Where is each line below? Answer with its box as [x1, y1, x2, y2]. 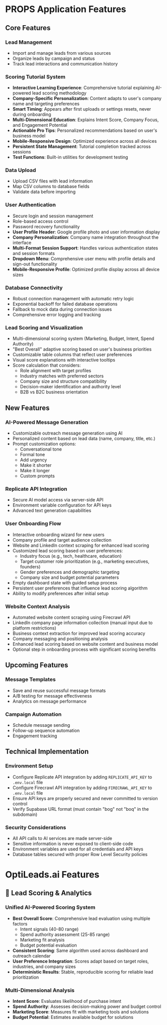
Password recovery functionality [12, 223, 80, 229]
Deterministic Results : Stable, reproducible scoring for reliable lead [12, 969, 153, 975]
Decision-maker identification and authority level [20, 384, 121, 390]
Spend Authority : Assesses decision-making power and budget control [12, 1003, 161, 1009]
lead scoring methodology [32, 90, 87, 96]
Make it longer [20, 468, 50, 474]
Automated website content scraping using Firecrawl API [12, 614, 131, 620]
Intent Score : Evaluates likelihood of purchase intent [12, 998, 122, 1004]
